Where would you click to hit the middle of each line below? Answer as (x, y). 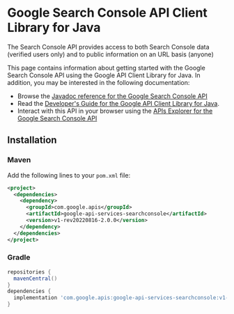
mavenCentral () (36, 278)
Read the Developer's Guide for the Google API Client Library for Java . (118, 103)
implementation (36, 298)
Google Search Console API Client (107, 13)
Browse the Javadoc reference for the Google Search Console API (112, 96)
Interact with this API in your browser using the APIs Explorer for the (115, 111)
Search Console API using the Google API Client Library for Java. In (104, 75)
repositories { (29, 272)
